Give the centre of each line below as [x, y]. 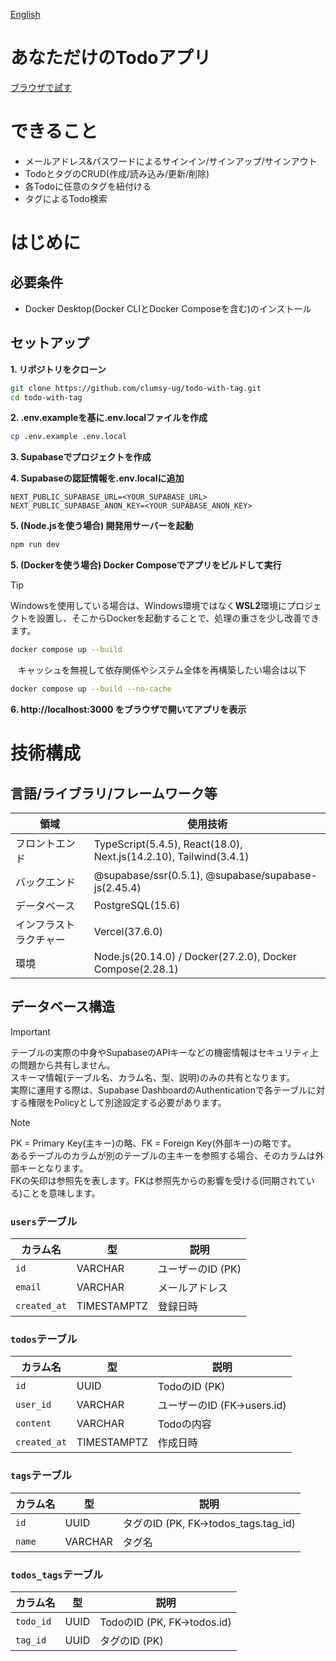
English [25, 14]
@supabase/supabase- [261, 875]
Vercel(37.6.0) [128, 931]
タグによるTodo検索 [66, 198]
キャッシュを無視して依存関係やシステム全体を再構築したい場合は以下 [162, 670]
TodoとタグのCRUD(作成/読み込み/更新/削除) [117, 173]
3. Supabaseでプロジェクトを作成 [81, 457]
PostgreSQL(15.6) [137, 905]
